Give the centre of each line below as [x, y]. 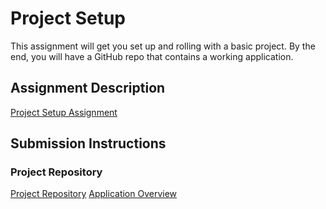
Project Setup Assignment [64, 112]
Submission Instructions [88, 143]
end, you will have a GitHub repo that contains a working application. [152, 56]
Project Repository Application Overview [94, 194]
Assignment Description [88, 88]
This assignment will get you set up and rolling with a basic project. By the [163, 46]
